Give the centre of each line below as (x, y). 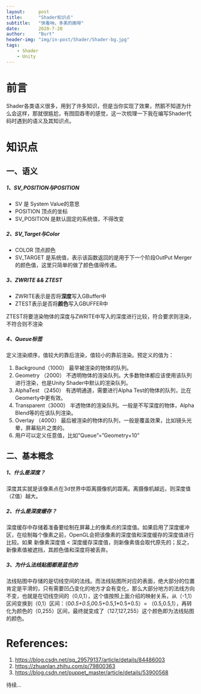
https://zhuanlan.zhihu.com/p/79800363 (65, 666)
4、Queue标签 (25, 339)
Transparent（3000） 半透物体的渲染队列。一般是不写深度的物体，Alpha (104, 405)
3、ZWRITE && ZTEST (34, 280)
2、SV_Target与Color (33, 234)
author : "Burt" (31, 34)
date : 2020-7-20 (34, 29)
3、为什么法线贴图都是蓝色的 (42, 564)
